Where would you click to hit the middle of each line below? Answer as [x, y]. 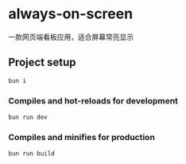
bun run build [32, 154]
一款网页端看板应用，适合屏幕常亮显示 [71, 37]
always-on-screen [71, 14]
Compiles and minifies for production [81, 137]
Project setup [43, 62]
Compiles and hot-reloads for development [93, 100]
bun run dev [28, 117]
